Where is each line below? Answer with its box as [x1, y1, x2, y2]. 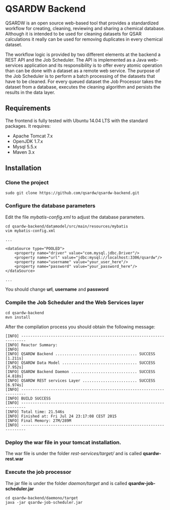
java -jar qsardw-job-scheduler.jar [5, 500, 83, 505]
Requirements [5, 104, 51, 112]
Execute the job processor [5, 469, 72, 476]
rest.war [5, 456, 24, 462]
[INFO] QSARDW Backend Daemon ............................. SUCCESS [5, 370, 156, 375]
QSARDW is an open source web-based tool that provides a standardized [5, 20, 159, 26]
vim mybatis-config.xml [5, 228, 56, 233]
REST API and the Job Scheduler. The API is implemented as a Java [5, 56, 147, 63]
